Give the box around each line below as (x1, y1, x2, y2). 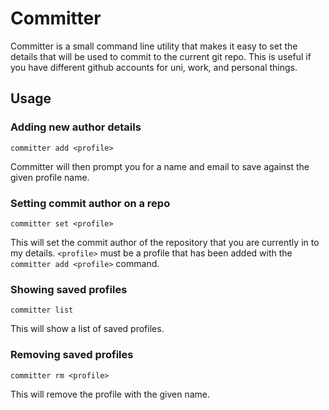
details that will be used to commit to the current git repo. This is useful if (10, 50, 312, 62)
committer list (10, 305, 74, 316)
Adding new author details (10, 120, 142, 134)
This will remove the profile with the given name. (10, 388, 211, 400)
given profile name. (10, 171, 90, 183)
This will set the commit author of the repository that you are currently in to (10, 236, 320, 248)
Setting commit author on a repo (10, 196, 171, 210)
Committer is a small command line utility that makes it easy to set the (10, 40, 298, 52)
